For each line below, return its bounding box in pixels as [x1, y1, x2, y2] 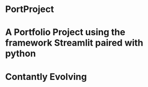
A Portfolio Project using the [5, 27, 126, 38]
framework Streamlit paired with [5, 37, 143, 49]
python [5, 48, 36, 59]
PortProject [5, 4, 54, 15]
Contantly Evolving [5, 71, 87, 82]
